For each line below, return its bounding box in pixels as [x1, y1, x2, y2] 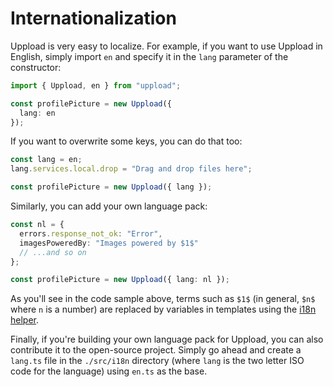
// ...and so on [19, 247, 87, 257]
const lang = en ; [10, 155, 83, 165]
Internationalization [10, 7, 177, 30]
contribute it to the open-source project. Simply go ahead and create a [10, 344, 302, 356]
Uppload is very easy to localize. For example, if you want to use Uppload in [10, 40, 323, 52]
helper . [10, 314, 40, 326]
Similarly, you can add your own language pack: [10, 200, 208, 212]
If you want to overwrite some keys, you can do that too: [10, 135, 243, 147]
